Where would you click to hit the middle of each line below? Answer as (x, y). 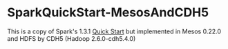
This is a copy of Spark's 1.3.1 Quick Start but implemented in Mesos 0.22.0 (114, 31)
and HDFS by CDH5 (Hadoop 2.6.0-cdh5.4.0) (72, 38)
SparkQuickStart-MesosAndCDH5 (108, 13)
